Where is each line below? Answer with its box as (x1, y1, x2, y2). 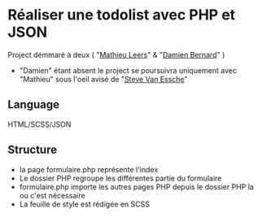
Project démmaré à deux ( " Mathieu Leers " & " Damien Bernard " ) (7, 50, 225, 59)
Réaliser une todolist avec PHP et (7, 6, 236, 24)
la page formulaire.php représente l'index (19, 164, 159, 174)
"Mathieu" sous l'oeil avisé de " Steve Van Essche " (19, 74, 188, 84)
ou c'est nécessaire (19, 190, 86, 200)
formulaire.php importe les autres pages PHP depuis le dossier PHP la (19, 181, 254, 192)
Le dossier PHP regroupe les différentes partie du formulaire (19, 173, 222, 183)
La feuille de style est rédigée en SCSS (19, 199, 150, 209)
